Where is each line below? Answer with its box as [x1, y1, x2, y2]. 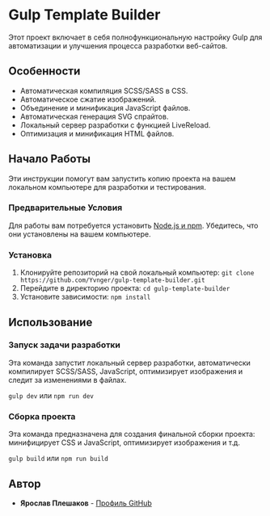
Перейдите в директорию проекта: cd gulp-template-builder [19, 283, 230, 293]
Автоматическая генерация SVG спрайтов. [19, 111, 169, 121]
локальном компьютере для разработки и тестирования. [8, 182, 206, 191]
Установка [8, 249, 53, 260]
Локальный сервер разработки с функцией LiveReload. [19, 120, 211, 130]
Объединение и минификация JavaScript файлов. [19, 103, 191, 112]
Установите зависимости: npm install [19, 292, 151, 302]
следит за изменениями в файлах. [8, 375, 127, 384]
